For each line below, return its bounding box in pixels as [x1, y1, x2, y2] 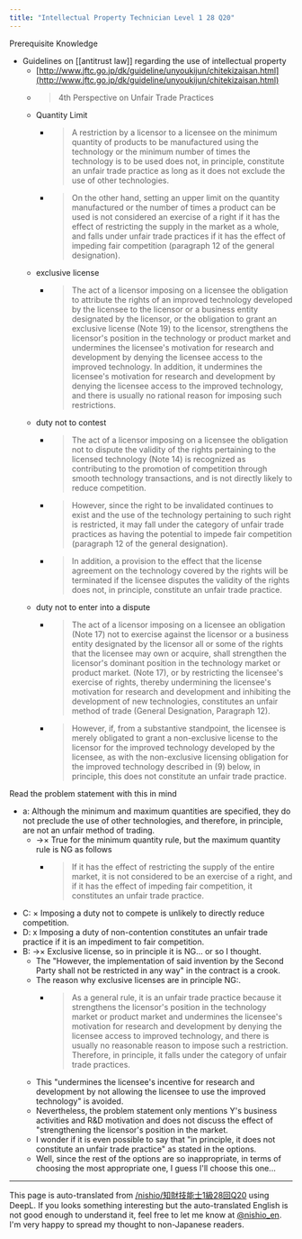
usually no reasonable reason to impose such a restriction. [71, 1040, 289, 1051]
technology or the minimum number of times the [71, 146, 251, 157]
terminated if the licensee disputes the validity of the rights [71, 574, 290, 586]
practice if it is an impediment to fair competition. [22, 936, 205, 947]
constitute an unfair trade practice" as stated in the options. [35, 1143, 257, 1154]
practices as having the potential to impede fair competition [71, 528, 292, 539]
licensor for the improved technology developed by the [71, 742, 276, 752]
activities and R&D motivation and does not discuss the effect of [35, 1115, 274, 1125]
